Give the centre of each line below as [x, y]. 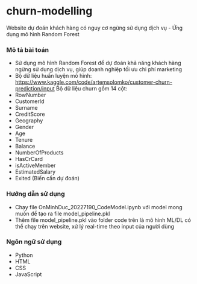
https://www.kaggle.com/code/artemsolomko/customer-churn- [94, 82]
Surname [26, 108]
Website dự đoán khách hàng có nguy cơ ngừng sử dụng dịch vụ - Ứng [94, 28]
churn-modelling [49, 11]
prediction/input [35, 89]
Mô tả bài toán [28, 49]
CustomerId [30, 101]
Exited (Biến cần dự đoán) [47, 178]
